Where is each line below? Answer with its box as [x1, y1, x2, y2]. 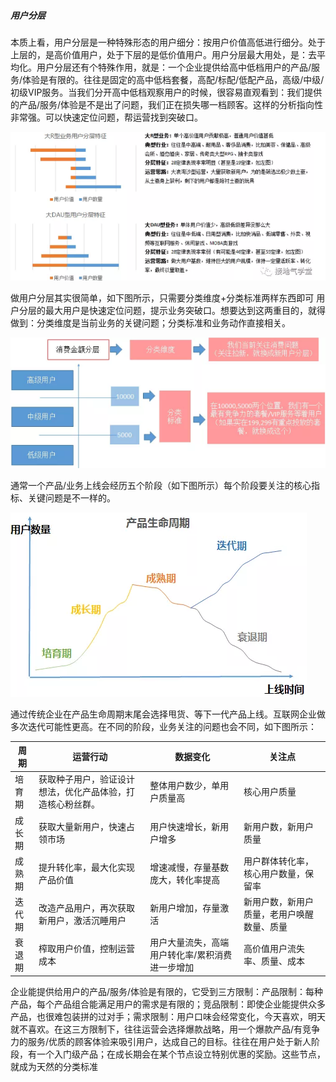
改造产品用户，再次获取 [38, 902, 136, 914]
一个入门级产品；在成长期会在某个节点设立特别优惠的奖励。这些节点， [36, 1048, 326, 1060]
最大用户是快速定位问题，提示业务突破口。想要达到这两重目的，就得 [44, 304, 326, 316]
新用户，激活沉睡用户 [38, 915, 127, 927]
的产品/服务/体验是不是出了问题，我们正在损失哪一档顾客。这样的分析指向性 [10, 98, 324, 110]
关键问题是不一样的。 [27, 491, 116, 504]
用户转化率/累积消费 [149, 949, 233, 961]
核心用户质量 [243, 786, 297, 798]
